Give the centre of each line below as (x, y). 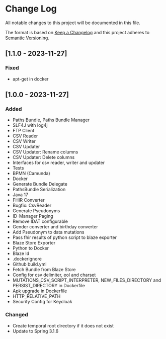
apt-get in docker (30, 79)
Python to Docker (31, 248)
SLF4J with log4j (30, 125)
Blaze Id (21, 253)
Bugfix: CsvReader (32, 205)
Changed (17, 315)
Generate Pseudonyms (36, 211)
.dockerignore (27, 259)
